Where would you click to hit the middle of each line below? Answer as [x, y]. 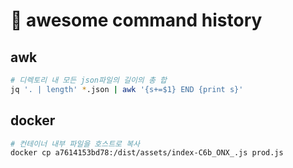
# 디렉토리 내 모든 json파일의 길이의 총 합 [88, 80]
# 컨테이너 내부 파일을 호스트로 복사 [75, 144]
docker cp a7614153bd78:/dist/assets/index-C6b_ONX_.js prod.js [147, 153]
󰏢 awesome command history [136, 20]
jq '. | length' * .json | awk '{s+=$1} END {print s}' [127, 89]
